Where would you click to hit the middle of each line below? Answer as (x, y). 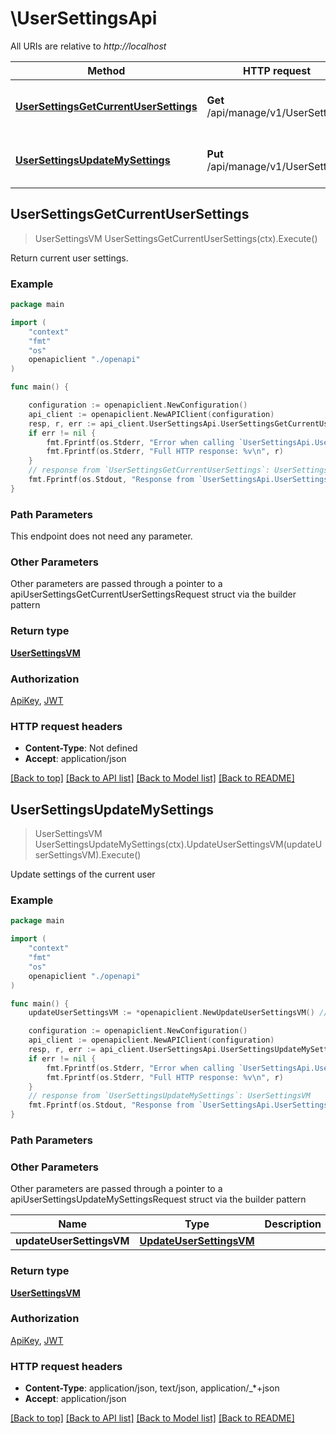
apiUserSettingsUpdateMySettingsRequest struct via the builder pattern (158, 1199)
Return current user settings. (69, 258)
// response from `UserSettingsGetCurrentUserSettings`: (149, 470)
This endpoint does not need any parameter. (101, 536)
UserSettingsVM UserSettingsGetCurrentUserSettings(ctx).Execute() (176, 238)
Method (106, 70)
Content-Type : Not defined (81, 748)
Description (293, 1224)
